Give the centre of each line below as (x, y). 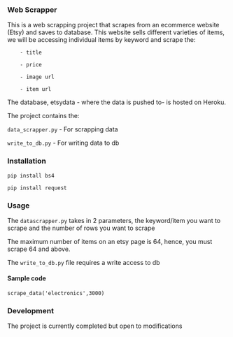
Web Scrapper (32, 10)
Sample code (27, 278)
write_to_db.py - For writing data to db (63, 143)
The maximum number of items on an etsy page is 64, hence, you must (110, 241)
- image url (37, 77)
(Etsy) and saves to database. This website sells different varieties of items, (116, 32)
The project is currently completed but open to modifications (95, 326)
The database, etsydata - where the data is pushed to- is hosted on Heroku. (116, 102)
